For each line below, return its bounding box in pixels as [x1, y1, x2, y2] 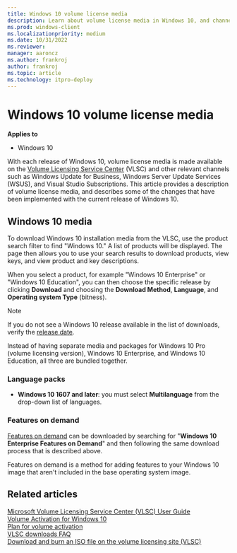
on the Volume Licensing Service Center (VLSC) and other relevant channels [7, 165, 230, 173]
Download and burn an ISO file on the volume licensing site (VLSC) [7, 537, 202, 545]
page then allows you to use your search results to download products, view [7, 249, 229, 258]
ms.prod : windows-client [7, 23, 80, 30]
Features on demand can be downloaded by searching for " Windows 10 [7, 431, 217, 440]
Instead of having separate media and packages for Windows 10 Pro [7, 342, 206, 350]
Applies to [7, 130, 38, 139]
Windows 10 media [7, 215, 92, 227]
